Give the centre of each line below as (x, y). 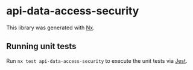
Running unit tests (41, 46)
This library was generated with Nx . (50, 28)
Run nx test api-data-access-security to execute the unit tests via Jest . (97, 60)
